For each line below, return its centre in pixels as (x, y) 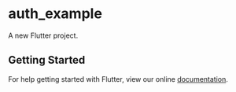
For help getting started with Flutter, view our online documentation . (118, 79)
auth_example (55, 14)
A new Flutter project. (43, 35)
